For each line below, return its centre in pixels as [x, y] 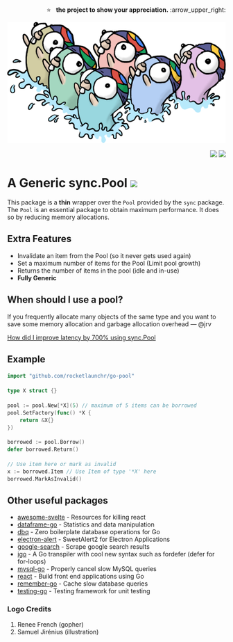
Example [26, 359]
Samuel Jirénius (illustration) [58, 632]
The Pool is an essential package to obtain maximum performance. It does [113, 210]
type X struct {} [32, 391]
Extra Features [40, 239]
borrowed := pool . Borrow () [46, 442]
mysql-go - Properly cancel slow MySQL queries [87, 569]
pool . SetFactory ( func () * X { [49, 412]
